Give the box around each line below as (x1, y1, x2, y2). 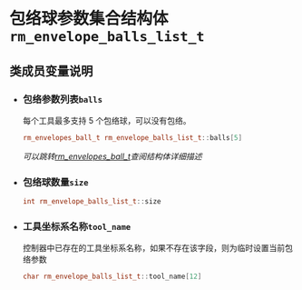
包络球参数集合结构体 (9, 8, 170, 29)
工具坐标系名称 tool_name (22, 220, 132, 233)
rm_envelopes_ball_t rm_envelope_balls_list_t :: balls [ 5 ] (22, 133, 243, 142)
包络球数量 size (22, 175, 89, 188)
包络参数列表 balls (22, 93, 102, 105)
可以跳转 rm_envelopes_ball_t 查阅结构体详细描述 (22, 151, 202, 162)
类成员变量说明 (9, 63, 93, 78)
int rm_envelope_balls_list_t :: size (22, 197, 161, 206)
